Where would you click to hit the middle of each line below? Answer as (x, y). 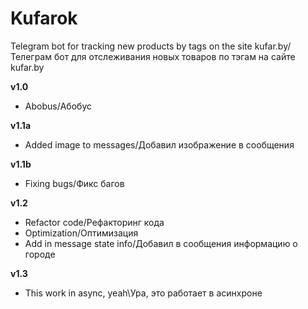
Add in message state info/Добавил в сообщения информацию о (161, 243)
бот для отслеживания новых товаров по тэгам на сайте (174, 56)
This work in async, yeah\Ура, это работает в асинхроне (143, 293)
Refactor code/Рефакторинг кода (94, 222)
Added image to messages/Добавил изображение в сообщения (159, 144)
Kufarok (44, 18)
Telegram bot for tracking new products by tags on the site (131, 46)
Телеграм (31, 56)
